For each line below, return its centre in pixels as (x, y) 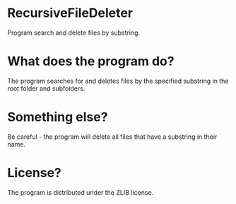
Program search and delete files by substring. (74, 33)
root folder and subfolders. (46, 88)
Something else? (58, 117)
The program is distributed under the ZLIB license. (81, 192)
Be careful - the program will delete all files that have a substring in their (112, 137)
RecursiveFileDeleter (70, 13)
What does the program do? (91, 61)
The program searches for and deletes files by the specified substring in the (118, 81)
